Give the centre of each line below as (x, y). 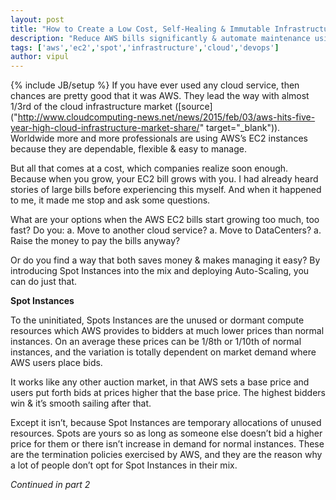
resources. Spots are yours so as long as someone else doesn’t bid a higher (166, 433)
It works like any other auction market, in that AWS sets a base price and (160, 382)
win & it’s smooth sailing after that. (81, 403)
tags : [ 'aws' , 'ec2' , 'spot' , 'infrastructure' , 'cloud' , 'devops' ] (145, 47)
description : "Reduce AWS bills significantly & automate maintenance (160, 38)
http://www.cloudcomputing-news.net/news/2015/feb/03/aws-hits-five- (166, 117)
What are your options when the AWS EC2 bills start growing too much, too (165, 220)
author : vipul (40, 57)
